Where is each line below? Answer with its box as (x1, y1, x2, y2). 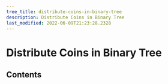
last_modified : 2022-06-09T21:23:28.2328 (6, 20, 112, 26)
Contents (6, 70, 42, 80)
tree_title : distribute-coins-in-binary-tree (6, 8, 122, 15)
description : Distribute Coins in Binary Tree (6, 14, 125, 20)
